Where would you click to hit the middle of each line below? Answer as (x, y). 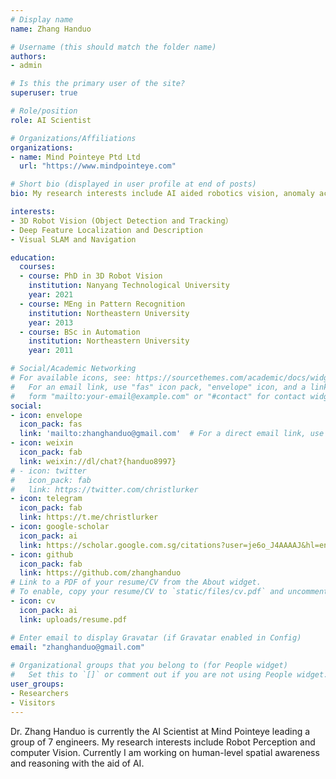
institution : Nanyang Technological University (129, 286)
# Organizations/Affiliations (73, 138)
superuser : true (44, 93)
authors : (28, 56)
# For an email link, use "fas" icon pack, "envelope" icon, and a (158, 387)
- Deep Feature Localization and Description (106, 230)
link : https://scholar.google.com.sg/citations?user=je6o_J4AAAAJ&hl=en (174, 545)
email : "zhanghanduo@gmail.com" (77, 647)
